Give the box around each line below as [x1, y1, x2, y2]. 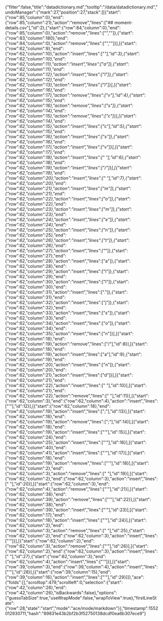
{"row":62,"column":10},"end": [5, 56, 66, 61]
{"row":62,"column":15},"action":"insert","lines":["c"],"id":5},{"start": [5, 123, 143, 129]
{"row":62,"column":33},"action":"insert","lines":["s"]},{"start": [5, 310, 131, 316]
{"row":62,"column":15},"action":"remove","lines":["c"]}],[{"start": [5, 113, 137, 119]
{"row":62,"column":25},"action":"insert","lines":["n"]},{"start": [5, 227, 131, 233]
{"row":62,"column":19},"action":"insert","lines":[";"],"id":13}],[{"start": [5, 408, 146, 414]
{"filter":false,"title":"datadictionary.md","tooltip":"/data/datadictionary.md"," [5, 4, 158, 10]
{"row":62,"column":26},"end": [5, 242, 67, 248]
